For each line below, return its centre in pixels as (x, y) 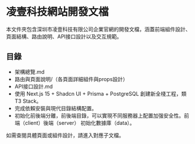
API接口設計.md (34, 86)
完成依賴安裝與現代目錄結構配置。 (56, 108)
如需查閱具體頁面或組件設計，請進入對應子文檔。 (65, 135)
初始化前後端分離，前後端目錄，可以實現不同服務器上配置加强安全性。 (99, 115)
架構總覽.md (30, 72)
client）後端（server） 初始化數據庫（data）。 (80, 122)
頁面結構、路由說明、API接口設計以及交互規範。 (64, 36)
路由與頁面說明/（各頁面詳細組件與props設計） (71, 79)
